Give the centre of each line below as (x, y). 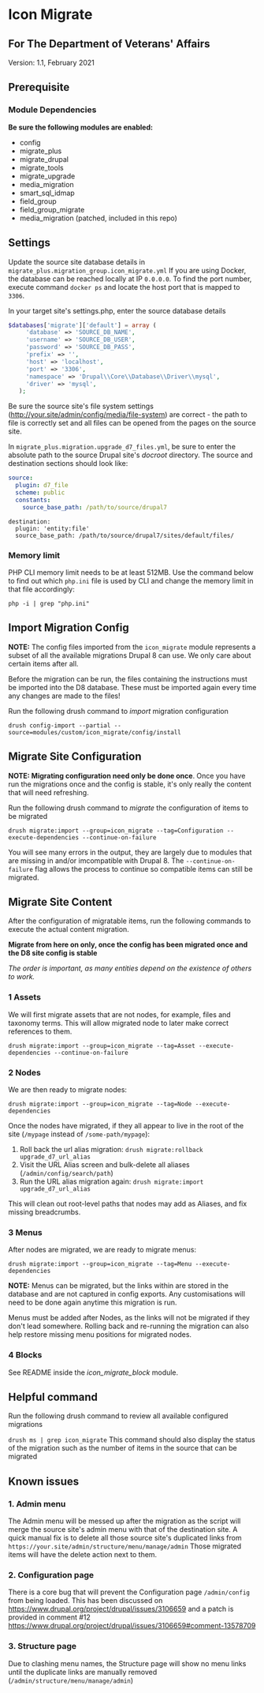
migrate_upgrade (47, 176)
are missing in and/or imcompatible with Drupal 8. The (96, 860)
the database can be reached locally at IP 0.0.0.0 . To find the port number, (130, 279)
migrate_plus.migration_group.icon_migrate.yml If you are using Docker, (127, 270)
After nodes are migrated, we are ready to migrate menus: (102, 1250)
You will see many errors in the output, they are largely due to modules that (130, 852)
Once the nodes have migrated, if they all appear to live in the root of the (126, 1125)
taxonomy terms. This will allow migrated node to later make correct (119, 1023)
